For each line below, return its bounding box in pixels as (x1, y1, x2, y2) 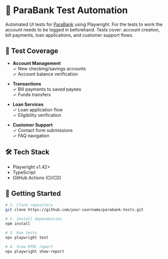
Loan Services (12, 101, 44, 107)
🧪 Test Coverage (5, 47, 59, 55)
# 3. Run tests (5, 230, 37, 235)
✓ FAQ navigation (12, 133, 50, 139)
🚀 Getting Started (5, 189, 61, 198)
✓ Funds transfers (12, 91, 51, 98)
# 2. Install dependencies (5, 217, 62, 222)
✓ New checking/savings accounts (12, 65, 86, 71)
